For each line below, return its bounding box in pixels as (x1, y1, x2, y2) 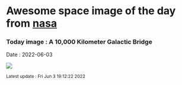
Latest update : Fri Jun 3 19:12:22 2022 (6, 74, 86, 80)
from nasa (6, 17, 58, 30)
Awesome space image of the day (6, 4, 176, 18)
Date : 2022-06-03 (6, 51, 53, 58)
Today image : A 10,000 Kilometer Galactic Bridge (6, 38, 152, 46)
